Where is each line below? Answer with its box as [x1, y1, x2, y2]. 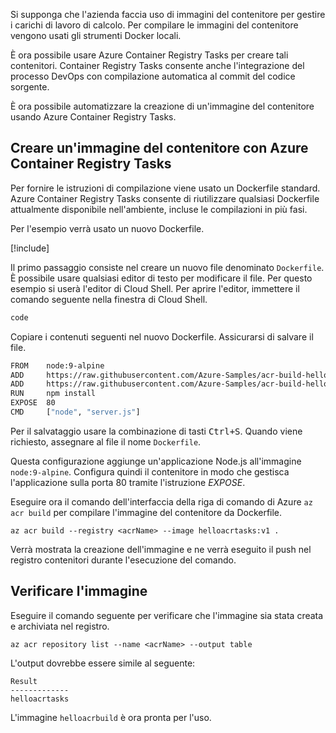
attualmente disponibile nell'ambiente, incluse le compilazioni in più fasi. [10, 203, 308, 215]
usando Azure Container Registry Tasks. [10, 111, 177, 123]
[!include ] [10, 242, 50, 254]
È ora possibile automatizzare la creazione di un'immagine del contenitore [10, 100, 315, 112]
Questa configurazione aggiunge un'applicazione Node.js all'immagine [10, 455, 302, 467]
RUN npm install [10, 389, 97, 399]
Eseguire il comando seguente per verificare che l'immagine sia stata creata [10, 609, 324, 621]
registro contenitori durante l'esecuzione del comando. [10, 554, 237, 566]
